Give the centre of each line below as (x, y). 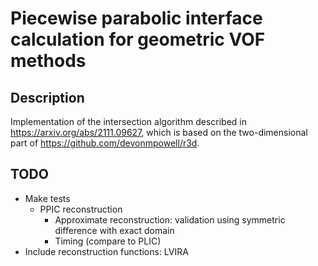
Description (47, 97)
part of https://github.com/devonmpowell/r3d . (105, 143)
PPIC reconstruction (81, 209)
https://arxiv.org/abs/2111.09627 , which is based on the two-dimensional (159, 132)
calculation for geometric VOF (138, 39)
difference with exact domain (114, 230)
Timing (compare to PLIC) (108, 241)
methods (48, 61)
